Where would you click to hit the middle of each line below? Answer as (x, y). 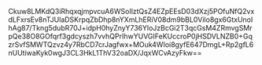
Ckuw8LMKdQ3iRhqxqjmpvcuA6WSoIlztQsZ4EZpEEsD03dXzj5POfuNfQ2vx (131, 11)
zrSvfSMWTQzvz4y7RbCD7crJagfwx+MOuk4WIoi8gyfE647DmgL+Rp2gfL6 (131, 45)
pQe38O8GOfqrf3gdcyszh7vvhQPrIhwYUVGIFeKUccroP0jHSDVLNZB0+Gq (131, 36)
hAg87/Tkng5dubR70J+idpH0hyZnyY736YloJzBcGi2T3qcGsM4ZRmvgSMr (131, 28)
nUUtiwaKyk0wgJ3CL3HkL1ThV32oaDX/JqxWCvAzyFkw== (105, 53)
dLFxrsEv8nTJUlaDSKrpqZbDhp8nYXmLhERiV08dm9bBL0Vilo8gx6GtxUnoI (131, 20)
